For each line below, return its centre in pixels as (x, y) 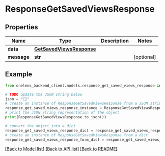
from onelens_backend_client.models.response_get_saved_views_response (80, 86)
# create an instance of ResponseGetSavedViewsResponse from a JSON (77, 104)
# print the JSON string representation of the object (62, 113)
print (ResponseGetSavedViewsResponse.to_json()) (56, 117)
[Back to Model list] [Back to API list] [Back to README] (61, 149)
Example (19, 74)
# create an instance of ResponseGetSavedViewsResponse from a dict (77, 135)
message (18, 57)
